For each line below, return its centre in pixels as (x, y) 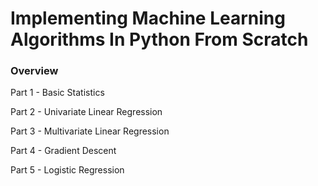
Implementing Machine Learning (148, 18)
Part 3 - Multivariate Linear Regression (90, 131)
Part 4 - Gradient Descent (63, 151)
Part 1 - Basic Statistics (57, 93)
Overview (34, 71)
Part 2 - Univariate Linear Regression (86, 112)
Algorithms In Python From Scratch (159, 39)
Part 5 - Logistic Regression (67, 170)
